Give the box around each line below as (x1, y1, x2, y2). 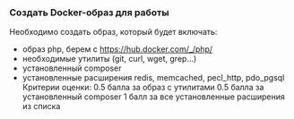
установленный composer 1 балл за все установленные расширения (22, 91, 285, 102)
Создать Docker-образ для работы (9, 6, 169, 19)
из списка (22, 101, 61, 112)
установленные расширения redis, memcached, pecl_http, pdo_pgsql (22, 72, 285, 83)
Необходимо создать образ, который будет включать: (9, 27, 218, 38)
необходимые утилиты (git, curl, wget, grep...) (22, 54, 197, 64)
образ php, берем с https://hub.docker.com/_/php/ (22, 44, 213, 55)
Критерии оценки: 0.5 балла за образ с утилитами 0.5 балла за (22, 82, 264, 93)
